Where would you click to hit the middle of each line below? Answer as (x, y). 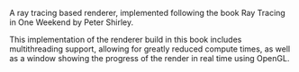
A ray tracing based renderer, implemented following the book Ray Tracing (147, 13)
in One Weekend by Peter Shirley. (72, 22)
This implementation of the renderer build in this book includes (126, 40)
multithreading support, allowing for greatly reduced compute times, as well (150, 49)
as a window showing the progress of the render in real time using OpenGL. (149, 58)
